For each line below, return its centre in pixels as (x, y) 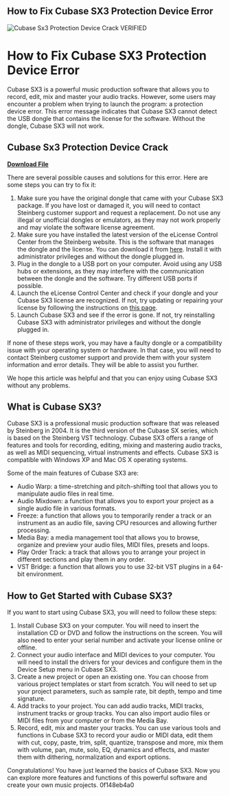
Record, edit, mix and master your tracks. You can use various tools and (119, 728)
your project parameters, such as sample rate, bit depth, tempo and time (119, 692)
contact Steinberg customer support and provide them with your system (109, 357)
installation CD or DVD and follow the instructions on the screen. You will (120, 633)
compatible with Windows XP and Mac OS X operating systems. (97, 460)
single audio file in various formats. (67, 509)
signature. (31, 699)
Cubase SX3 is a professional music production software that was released (113, 423)
